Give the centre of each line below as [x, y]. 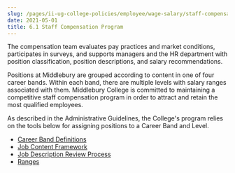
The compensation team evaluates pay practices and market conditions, [111, 47]
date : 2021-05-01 [33, 20]
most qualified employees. [45, 105]
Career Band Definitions [52, 139]
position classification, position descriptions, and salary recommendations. [115, 62]
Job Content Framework [52, 147]
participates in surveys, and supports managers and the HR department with [117, 54]
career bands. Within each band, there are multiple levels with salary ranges [117, 83]
